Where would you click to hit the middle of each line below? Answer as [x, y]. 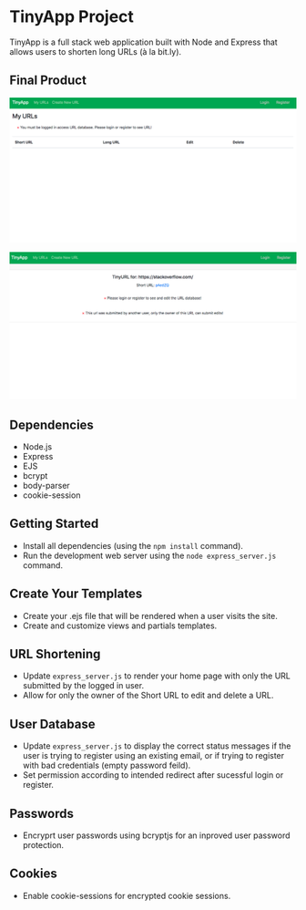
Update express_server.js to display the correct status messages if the [157, 746]
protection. [43, 844]
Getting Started [54, 524]
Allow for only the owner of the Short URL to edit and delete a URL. [148, 696]
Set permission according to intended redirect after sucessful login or [153, 775]
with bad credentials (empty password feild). [107, 765]
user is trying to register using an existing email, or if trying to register [153, 756]
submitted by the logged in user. [83, 686]
